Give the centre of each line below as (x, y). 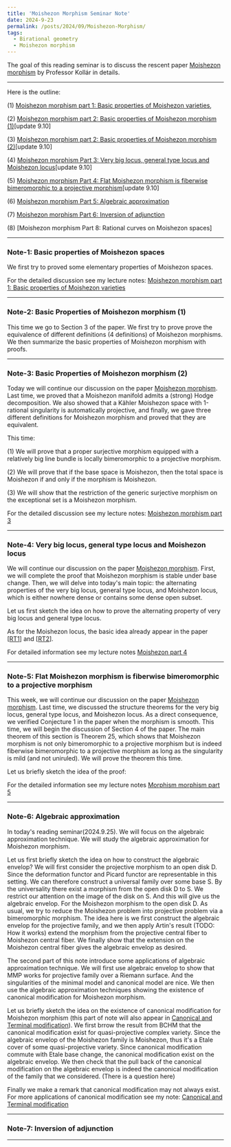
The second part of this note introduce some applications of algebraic (106, 961)
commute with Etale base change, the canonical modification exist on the (111, 1054)
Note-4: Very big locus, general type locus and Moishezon (107, 545)
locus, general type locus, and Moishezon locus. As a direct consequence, (113, 714)
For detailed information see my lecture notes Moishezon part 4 (97, 652)
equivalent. (23, 424)
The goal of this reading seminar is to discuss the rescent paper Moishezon (114, 65)
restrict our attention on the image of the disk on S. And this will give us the (113, 896)
